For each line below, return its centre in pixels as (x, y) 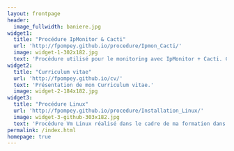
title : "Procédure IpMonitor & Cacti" (70, 40)
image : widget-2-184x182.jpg (56, 91)
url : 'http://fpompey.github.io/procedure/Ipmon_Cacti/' (98, 46)
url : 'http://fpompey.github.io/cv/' (68, 78)
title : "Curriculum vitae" (53, 72)
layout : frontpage (34, 14)
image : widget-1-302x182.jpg (56, 53)
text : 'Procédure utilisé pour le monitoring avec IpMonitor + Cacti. (118, 59)
